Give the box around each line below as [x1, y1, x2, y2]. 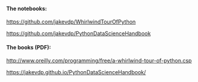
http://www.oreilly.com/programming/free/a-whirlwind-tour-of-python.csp [6, 57, 192, 65]
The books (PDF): [6, 43, 51, 51]
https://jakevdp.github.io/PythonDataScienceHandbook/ [6, 69, 147, 76]
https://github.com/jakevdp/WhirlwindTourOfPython [6, 18, 136, 25]
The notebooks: [6, 5, 47, 12]
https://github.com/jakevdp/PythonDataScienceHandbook [6, 30, 151, 37]
